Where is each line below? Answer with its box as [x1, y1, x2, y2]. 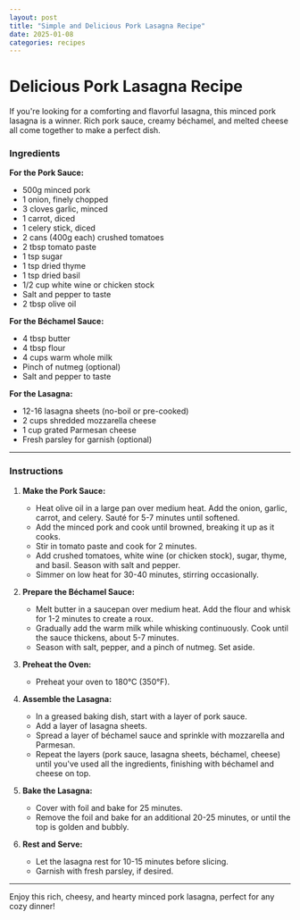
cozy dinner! [9, 900, 55, 911]
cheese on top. [35, 767, 91, 778]
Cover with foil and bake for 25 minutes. [35, 802, 183, 813]
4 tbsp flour [21, 343, 66, 354]
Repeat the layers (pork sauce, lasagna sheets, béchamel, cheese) [35, 749, 281, 759]
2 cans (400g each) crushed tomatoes [21, 232, 164, 243]
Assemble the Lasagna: [21, 693, 112, 704]
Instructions [9, 465, 64, 478]
